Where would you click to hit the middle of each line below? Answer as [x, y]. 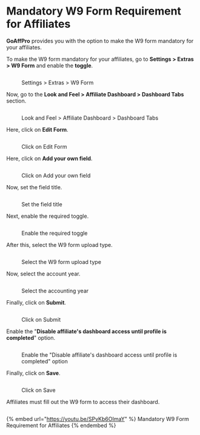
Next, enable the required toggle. [48, 216]
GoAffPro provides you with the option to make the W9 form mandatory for [100, 41]
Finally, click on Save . [33, 373]
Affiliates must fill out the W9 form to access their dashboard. [83, 402]
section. [16, 101]
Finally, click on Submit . [36, 302]
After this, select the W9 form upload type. [60, 244]
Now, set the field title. [34, 187]
